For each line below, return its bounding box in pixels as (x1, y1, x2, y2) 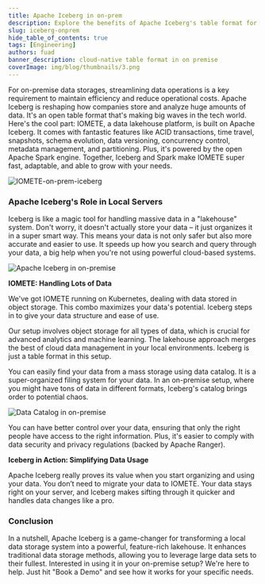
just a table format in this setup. (8, 352, 112, 361)
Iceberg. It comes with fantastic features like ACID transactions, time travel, (8, 127, 255, 136)
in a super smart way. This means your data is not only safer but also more (8, 231, 252, 240)
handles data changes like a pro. (8, 496, 115, 505)
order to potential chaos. (8, 392, 89, 401)
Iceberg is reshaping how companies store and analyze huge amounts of (8, 102, 247, 111)
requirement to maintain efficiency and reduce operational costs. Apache (8, 93, 248, 103)
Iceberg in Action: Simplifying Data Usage (8, 455, 149, 465)
